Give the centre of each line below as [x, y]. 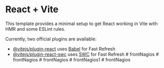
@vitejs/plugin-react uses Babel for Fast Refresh [64, 49]
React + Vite [32, 9]
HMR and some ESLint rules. [35, 29]
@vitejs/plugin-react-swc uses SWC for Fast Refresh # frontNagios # [86, 54]
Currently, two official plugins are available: [51, 39]
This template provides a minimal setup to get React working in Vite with [81, 24]
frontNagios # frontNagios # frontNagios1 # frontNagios [71, 59]
